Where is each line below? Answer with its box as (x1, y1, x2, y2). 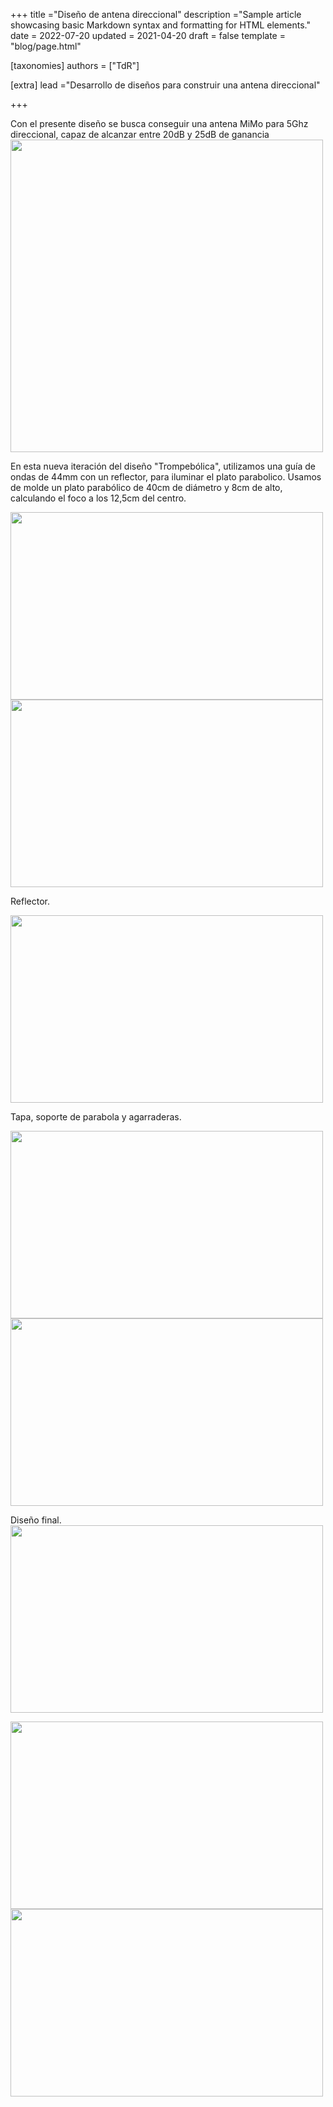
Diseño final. (10, 1514, 62, 1526)
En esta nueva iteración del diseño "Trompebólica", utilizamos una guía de (10, 460, 316, 472)
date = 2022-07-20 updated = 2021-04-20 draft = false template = (10, 30, 286, 41)
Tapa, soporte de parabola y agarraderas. (10, 1111, 182, 1123)
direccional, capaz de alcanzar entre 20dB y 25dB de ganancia (10, 129, 270, 140)
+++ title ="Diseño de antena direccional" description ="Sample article (10, 9, 302, 20)
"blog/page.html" (10, 40, 82, 52)
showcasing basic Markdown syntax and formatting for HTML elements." (10, 19, 311, 31)
